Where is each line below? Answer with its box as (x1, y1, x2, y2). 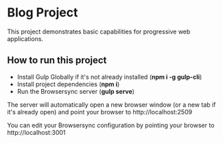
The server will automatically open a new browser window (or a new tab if (7, 101, 216, 109)
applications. (7, 34, 43, 42)
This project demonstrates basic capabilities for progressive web (7, 27, 191, 36)
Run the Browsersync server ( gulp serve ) (16, 87, 135, 95)
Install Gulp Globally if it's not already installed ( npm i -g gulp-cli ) (16, 73, 202, 81)
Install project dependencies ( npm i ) (16, 80, 120, 88)
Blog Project (7, 5, 78, 21)
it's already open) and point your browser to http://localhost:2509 (7, 107, 193, 116)
